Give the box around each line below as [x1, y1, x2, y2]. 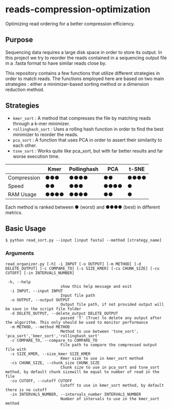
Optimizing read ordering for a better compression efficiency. [5, 21, 135, 27]
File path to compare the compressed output [60, 342, 158, 347]
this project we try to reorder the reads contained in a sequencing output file [5, 54, 167, 61]
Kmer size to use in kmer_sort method [60, 356, 144, 361]
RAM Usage [8, 191, 37, 198]
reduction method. [5, 86, 45, 92]
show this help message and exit [60, 284, 132, 289]
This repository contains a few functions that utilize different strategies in [5, 70, 160, 76]
